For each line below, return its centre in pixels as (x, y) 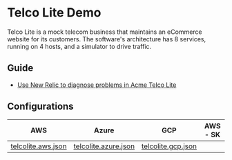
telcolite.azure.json (104, 146)
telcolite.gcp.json (169, 146)
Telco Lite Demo (54, 13)
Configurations (40, 107)
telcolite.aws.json (39, 146)
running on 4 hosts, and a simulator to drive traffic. (79, 46)
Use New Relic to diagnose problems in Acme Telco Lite (97, 85)
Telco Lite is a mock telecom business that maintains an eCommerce (105, 32)
